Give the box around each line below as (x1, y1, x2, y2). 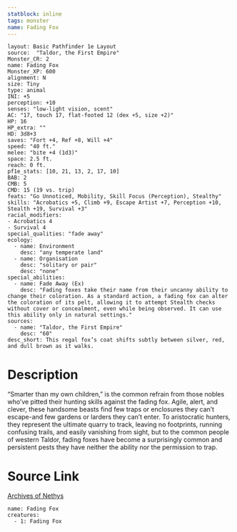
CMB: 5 (7, 180, 27, 188)
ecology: (7, 237, 34, 244)
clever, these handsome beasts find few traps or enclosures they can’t (7, 405, 214, 414)
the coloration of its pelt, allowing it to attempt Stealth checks (7, 299, 216, 307)
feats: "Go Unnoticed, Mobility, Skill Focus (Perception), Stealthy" (7, 193, 222, 200)
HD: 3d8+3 (7, 131, 37, 138)
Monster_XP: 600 (7, 68, 56, 76)
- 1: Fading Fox (14, 518, 62, 525)
